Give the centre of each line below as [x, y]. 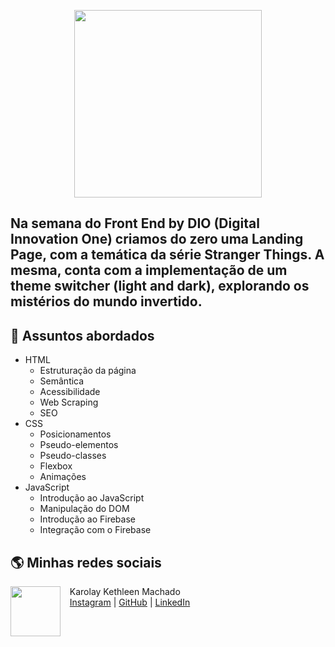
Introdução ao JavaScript [92, 498]
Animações [63, 477]
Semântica [62, 381]
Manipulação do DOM [84, 509]
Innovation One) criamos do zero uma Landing [157, 239]
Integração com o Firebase [95, 530]
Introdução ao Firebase [87, 519]
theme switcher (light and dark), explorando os [160, 286]
